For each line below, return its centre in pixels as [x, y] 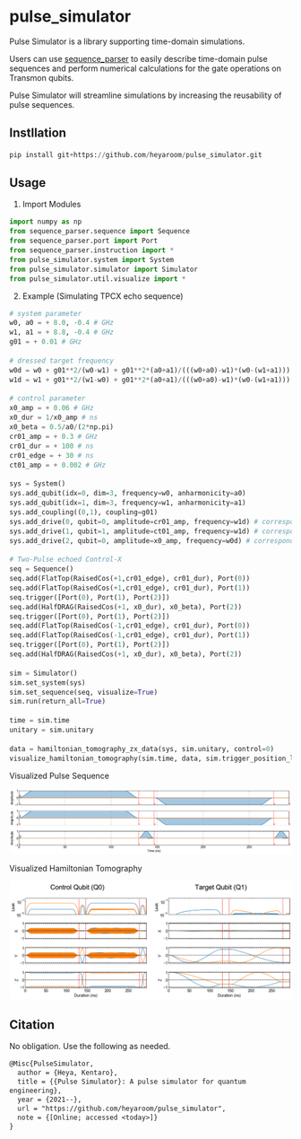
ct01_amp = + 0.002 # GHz [57, 465]
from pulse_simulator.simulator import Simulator [104, 269]
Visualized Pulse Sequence [60, 775]
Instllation [38, 133]
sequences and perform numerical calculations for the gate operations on [146, 68]
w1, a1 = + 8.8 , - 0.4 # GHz [62, 333]
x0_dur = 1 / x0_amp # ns [54, 418]
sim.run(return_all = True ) [57, 702]
